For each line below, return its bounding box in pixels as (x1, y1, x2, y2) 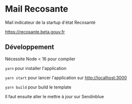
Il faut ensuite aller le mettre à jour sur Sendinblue (5, 93, 104, 99)
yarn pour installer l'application (5, 65, 67, 71)
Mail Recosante (5, 3, 69, 15)
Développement (5, 43, 55, 52)
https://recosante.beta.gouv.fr (5, 29, 65, 35)
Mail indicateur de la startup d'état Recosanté (5, 19, 96, 25)
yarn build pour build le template (5, 84, 72, 90)
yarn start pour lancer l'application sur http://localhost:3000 (5, 74, 127, 81)
